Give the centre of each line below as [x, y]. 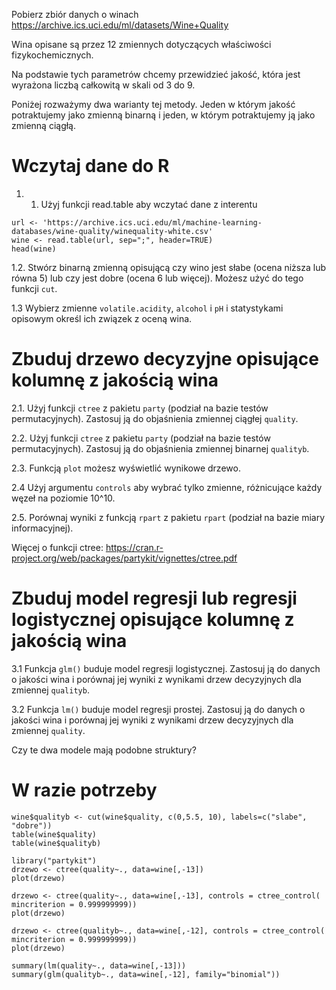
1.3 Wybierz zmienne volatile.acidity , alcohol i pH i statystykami [147, 308]
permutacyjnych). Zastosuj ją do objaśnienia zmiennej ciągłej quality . [155, 418]
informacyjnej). [42, 528]
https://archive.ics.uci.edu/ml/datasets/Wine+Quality [120, 25]
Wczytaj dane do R [90, 166]
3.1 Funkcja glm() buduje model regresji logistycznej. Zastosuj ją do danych [166, 668]
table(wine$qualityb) [56, 843]
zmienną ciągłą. [44, 125]
